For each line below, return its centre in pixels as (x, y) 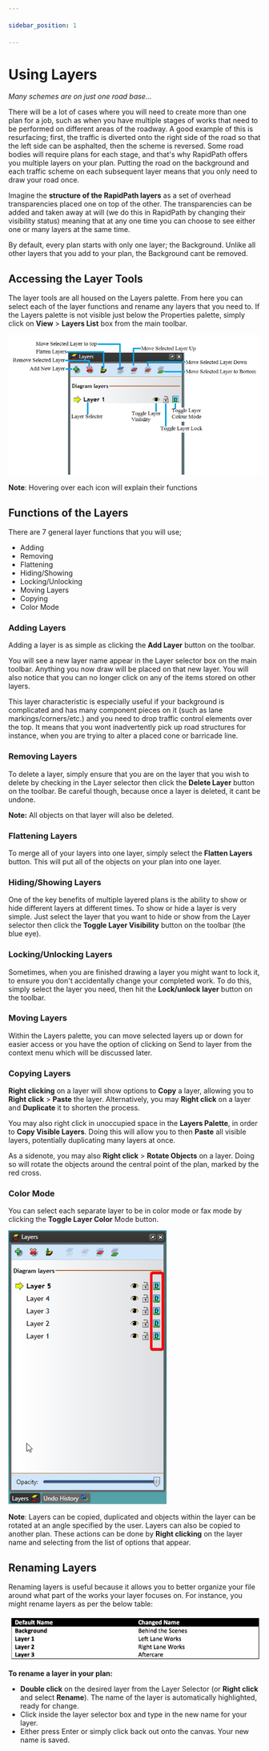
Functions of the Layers (68, 513)
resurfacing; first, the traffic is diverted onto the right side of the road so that (134, 138)
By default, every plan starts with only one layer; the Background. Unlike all (132, 245)
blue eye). (25, 934)
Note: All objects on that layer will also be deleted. (91, 815)
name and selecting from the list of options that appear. (100, 1543)
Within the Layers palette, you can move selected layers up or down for (126, 1036)
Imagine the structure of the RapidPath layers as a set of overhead (120, 195)
